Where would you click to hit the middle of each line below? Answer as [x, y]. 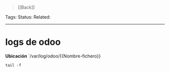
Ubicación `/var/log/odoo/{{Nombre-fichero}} [53, 56]
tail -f [13, 65]
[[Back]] [26, 7]
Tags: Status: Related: [28, 17]
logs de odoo [33, 42]
